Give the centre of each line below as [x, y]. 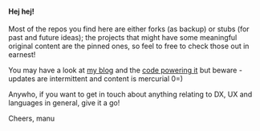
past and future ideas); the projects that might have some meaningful [123, 38]
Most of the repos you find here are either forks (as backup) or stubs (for [129, 29]
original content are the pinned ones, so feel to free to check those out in [129, 46]
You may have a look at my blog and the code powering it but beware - [126, 70]
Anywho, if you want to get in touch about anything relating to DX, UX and [130, 94]
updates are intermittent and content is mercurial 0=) [95, 79]
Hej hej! [21, 11]
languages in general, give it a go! [64, 103]
